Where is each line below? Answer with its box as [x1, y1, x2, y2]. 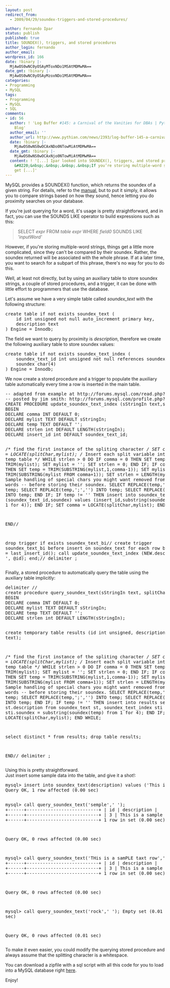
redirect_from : [5, 12, 37, 17]
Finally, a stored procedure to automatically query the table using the [5, 569, 149, 576]
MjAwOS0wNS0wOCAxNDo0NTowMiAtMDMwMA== [14, 144, 96, 149]
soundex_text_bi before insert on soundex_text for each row [5, 545, 160, 551]
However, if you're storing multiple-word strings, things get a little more [5, 243, 154, 249]
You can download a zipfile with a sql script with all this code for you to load [5, 962, 164, 968]
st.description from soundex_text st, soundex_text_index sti [5, 705, 163, 710]
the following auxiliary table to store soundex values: [5, 341, 115, 347]
